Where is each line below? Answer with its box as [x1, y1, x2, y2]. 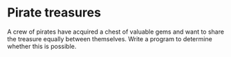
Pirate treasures [7, 5, 102, 21]
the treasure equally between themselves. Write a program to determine [7, 34, 212, 43]
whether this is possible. [7, 42, 77, 50]
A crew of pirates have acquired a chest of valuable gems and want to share [7, 27, 225, 36]
